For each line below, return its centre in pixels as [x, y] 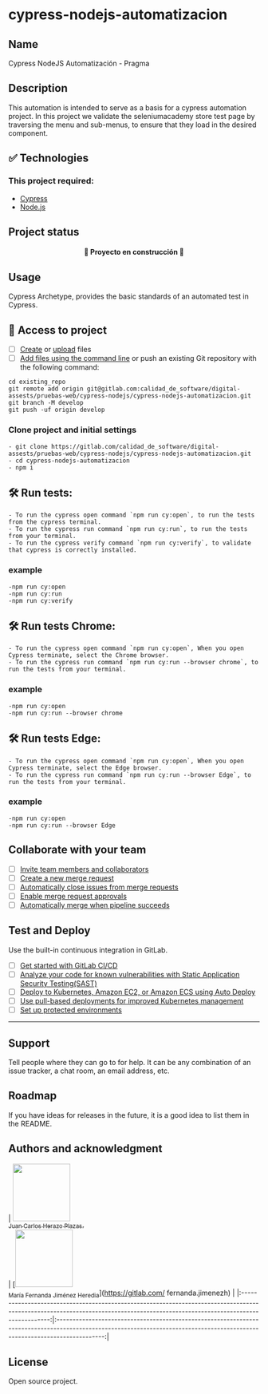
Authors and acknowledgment [85, 1148]
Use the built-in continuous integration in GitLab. [88, 950]
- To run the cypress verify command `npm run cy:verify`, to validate [130, 543]
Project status [44, 232]
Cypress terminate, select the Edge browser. [85, 768]
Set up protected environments [71, 1010]
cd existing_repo [37, 382]
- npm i [21, 467]
